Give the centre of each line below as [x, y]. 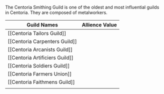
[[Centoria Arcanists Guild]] [40, 49]
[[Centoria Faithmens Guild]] [41, 82]
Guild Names [42, 25]
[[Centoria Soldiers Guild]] [39, 66]
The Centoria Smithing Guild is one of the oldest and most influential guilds [82, 7]
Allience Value [99, 25]
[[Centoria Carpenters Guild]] [42, 41]
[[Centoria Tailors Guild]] [37, 33]
